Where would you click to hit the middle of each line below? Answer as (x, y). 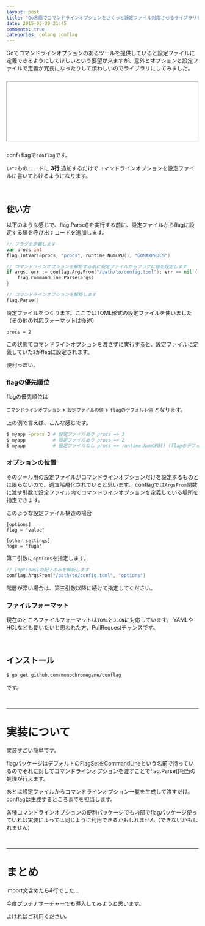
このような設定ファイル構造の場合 (49, 513)
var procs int (24, 250)
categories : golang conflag (42, 35)
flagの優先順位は (27, 397)
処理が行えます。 (27, 778)
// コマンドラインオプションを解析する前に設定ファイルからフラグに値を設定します (97, 266)
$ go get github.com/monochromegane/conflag (64, 675)
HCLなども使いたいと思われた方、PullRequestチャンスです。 (82, 628)
